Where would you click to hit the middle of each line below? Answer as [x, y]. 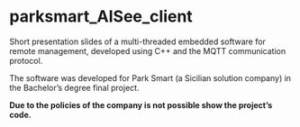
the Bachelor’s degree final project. [74, 87]
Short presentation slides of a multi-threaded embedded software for [137, 41]
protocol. [26, 60]
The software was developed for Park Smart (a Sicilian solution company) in [150, 77]
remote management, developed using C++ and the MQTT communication [148, 50]
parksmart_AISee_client [101, 17]
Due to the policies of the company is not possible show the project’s [141, 104]
